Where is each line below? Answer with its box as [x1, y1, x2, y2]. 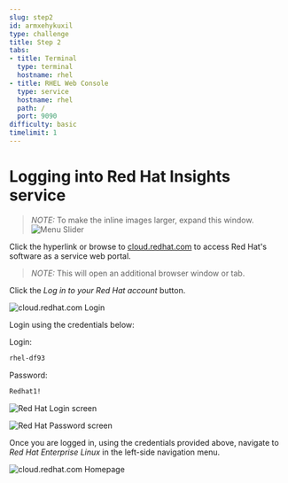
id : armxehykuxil [9, 21, 74, 30]
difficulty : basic [9, 121, 77, 129]
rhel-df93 [9, 354, 46, 362]
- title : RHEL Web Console [9, 79, 109, 88]
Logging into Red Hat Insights [9, 167, 231, 187]
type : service [17, 87, 69, 96]
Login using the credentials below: [9, 319, 135, 330]
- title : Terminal [9, 54, 77, 63]
